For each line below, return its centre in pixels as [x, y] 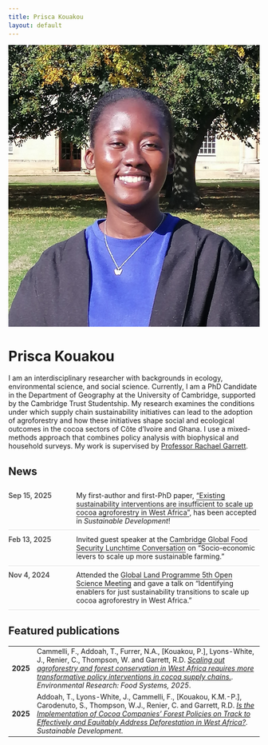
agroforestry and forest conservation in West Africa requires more [146, 668]
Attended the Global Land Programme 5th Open [154, 575]
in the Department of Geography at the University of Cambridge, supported [132, 395]
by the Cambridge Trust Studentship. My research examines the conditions [132, 404]
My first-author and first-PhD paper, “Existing [151, 495]
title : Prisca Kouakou [46, 17]
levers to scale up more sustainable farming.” [150, 556]
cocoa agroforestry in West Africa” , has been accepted [166, 512]
